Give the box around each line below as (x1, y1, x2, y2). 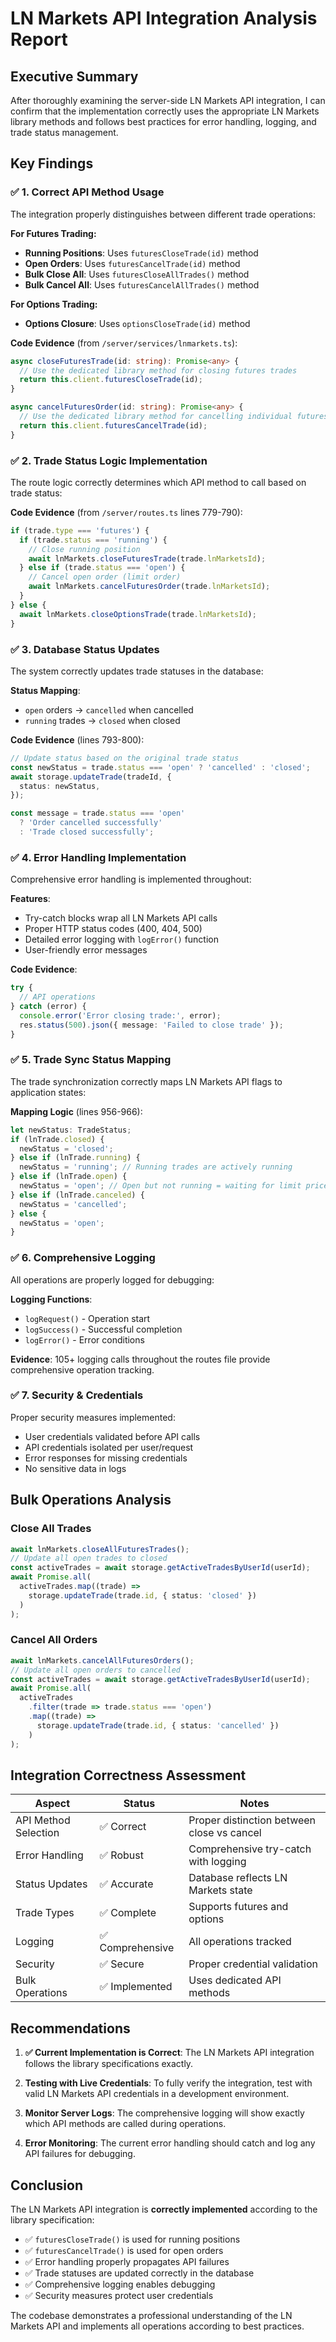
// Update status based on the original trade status (10, 753, 240, 763)
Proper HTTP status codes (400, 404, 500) (24, 923, 203, 935)
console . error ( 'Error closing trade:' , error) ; (19, 1010, 222, 1021)
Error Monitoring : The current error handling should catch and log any (24, 2137, 316, 2149)
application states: (10, 1086, 87, 1098)
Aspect (34, 1797, 71, 1811)
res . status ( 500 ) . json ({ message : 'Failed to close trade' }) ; (19, 1020, 284, 1030)
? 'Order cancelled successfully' (19, 818, 163, 828)
